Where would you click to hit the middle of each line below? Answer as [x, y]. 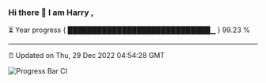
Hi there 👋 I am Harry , [51, 13]
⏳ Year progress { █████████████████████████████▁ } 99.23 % [129, 30]
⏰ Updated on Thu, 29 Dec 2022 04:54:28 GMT [86, 56]
